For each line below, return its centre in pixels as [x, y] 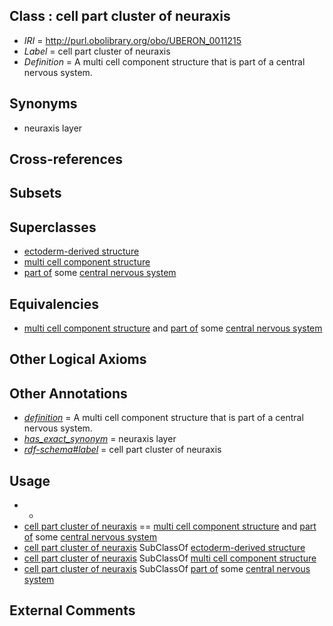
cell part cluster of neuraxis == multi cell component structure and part [170, 526]
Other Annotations [68, 393]
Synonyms [43, 104]
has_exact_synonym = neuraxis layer [100, 439]
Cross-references [66, 159]
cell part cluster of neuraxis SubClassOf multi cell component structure [170, 558]
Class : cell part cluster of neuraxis [120, 16]
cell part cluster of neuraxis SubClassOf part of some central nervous [167, 569]
